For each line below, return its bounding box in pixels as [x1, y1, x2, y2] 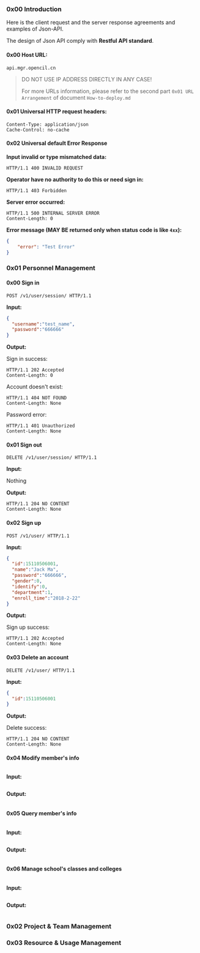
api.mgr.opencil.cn [6, 65, 56, 71]
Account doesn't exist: [6, 383, 63, 390]
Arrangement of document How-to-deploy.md [21, 94, 131, 101]
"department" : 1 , [12, 589, 53, 595]
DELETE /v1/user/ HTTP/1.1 [6, 667, 75, 673]
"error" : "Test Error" [17, 243, 75, 250]
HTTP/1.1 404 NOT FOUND [6, 395, 67, 401]
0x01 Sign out [6, 441, 42, 448]
